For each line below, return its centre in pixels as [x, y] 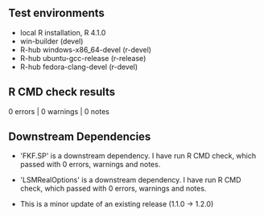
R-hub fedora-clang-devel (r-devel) [79, 67]
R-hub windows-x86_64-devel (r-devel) [85, 49]
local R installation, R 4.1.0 [63, 32]
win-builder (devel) [52, 41]
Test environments [56, 13]
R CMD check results [62, 92]
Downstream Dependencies [80, 137]
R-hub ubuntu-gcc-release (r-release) [83, 58]
